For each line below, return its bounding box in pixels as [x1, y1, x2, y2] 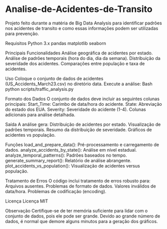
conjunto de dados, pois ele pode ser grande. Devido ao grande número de [5, 213, 160, 219]
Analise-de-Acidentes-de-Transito [5, 3, 152, 15]
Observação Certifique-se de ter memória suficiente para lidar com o [5, 208, 148, 214]
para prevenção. [5, 30, 39, 36]
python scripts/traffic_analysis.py [5, 86, 74, 92]
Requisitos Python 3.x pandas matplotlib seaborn [5, 40, 106, 46]
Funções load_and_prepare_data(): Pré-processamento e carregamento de [5, 141, 159, 148]
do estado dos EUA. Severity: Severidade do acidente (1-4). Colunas [5, 106, 146, 112]
